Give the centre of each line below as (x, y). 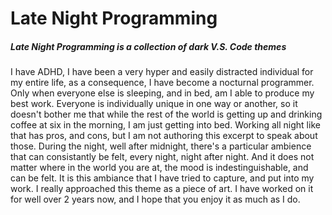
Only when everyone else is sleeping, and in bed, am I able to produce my (162, 93)
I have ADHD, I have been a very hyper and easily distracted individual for (162, 72)
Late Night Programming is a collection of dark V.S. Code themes (148, 46)
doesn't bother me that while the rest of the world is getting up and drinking (166, 114)
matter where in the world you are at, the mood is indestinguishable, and (159, 168)
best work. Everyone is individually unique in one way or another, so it (154, 104)
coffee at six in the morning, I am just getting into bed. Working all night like (165, 125)
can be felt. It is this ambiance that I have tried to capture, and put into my (162, 178)
